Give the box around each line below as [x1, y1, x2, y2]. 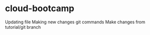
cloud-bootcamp [5, 3, 74, 14]
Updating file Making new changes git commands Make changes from [5, 19, 146, 25]
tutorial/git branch [5, 24, 41, 30]
